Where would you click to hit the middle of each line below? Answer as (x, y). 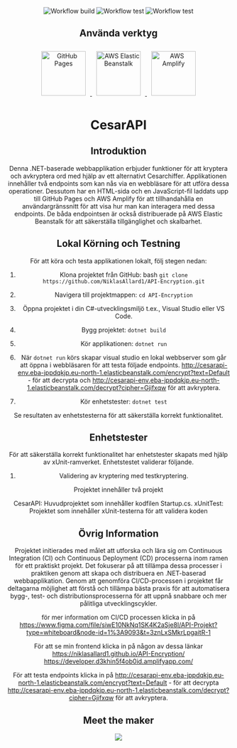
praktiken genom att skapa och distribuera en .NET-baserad (118, 574)
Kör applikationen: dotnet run (124, 343)
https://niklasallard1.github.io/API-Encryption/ (118, 654)
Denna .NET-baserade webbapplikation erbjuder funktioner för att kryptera (118, 168)
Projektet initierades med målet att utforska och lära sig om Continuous (118, 551)
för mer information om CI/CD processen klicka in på (118, 617)
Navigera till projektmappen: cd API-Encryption (124, 295)
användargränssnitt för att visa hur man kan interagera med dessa (118, 206)
